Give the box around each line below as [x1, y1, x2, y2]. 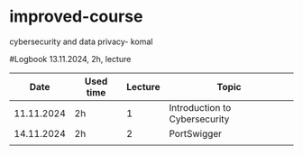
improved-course [9, 6, 143, 27]
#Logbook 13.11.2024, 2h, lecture [9, 53, 132, 64]
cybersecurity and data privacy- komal [9, 36, 153, 47]
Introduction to [169, 101, 232, 114]
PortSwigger [169, 127, 223, 140]
